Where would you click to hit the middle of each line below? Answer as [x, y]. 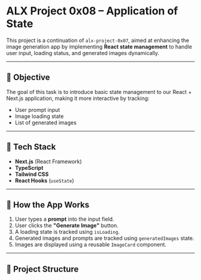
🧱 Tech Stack [31, 147]
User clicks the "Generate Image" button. [66, 226]
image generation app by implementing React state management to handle [99, 47]
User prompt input [37, 109]
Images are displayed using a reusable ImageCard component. [90, 245]
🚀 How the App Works [48, 205]
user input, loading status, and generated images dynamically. [83, 53]
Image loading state [39, 116]
